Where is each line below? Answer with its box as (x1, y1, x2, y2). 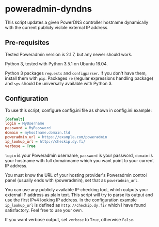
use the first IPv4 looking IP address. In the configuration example (5, 197, 137, 203)
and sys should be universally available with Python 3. (5, 80, 113, 86)
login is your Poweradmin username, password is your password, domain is (5, 152, 153, 158)
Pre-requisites (5, 39, 49, 47)
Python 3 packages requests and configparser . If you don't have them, (5, 70, 147, 76)
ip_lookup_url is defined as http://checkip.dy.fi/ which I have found (5, 202, 146, 208)
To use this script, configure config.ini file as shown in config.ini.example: (5, 107, 152, 113)
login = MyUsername (5, 121, 45, 126)
